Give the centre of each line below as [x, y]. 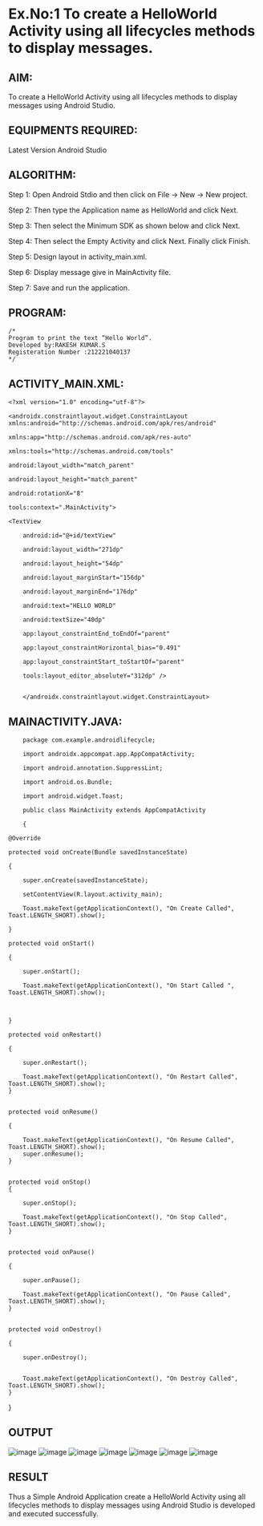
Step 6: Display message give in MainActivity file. [89, 272]
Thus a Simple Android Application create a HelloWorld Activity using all [127, 1496]
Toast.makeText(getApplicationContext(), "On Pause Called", [127, 1295]
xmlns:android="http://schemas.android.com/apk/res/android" [113, 423]
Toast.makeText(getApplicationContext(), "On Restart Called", [131, 1077]
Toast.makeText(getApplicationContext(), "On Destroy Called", [131, 1379]
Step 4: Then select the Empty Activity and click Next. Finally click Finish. [129, 241]
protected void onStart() [51, 944]
